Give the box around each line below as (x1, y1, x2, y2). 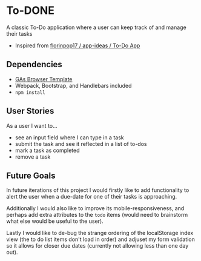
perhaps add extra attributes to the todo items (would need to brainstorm (6, 211, 188, 219)
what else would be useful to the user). (6, 217, 104, 225)
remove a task (15, 153, 51, 160)
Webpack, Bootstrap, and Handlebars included (15, 82, 132, 89)
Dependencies (6, 59, 62, 70)
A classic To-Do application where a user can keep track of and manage (6, 24, 186, 31)
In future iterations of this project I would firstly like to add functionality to (6, 187, 189, 194)
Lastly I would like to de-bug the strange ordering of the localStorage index (6, 230, 194, 237)
